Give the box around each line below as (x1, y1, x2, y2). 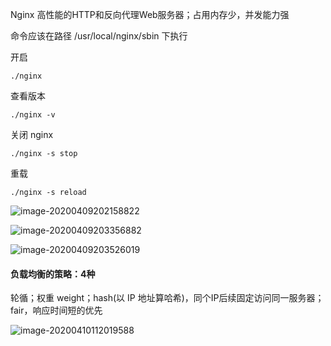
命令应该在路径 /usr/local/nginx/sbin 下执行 (10, 30, 188, 42)
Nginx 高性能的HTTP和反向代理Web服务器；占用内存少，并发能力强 (10, 9, 290, 20)
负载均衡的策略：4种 (10, 268, 96, 280)
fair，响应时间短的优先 (10, 304, 103, 317)
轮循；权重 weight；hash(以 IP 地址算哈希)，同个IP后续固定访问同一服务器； (10, 292, 325, 304)
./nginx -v (10, 110, 56, 120)
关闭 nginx (10, 129, 54, 140)
